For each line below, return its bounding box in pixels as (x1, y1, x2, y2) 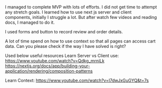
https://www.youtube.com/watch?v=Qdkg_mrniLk (5, 58, 105, 63)
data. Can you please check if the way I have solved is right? (5, 44, 126, 49)
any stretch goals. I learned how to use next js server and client (5, 9, 132, 15)
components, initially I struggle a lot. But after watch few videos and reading (5, 15, 157, 20)
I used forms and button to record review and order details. (5, 29, 123, 34)
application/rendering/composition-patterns (5, 68, 93, 74)
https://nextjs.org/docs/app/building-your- (5, 63, 90, 69)
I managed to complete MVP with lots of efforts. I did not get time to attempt (5, 4, 157, 10)
